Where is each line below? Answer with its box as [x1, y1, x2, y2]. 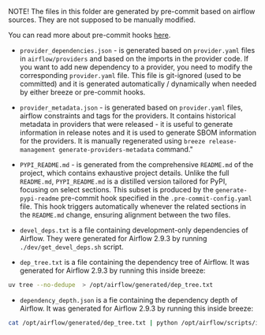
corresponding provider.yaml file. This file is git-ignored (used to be [19, 71, 242, 80]
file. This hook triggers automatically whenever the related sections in [19, 202, 247, 211]
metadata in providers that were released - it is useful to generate [19, 120, 233, 128]
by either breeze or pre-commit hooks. [19, 87, 146, 97]
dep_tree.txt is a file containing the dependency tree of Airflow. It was [19, 258, 250, 266]
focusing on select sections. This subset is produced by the [19, 185, 215, 194]
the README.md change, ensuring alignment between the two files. [19, 210, 231, 219]
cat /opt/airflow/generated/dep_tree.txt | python [8, 318, 178, 326]
